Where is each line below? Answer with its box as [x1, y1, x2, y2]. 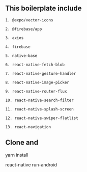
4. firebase [5, 44, 31, 49]
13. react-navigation [5, 124, 51, 129]
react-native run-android [5, 161, 57, 167]
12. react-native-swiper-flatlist [5, 116, 79, 121]
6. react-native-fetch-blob [5, 62, 65, 67]
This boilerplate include [5, 4, 82, 13]
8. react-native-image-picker [5, 80, 70, 85]
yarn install [5, 152, 28, 158]
